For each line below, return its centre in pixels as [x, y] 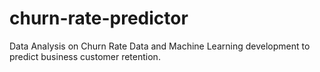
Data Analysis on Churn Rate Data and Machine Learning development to [160, 46]
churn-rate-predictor [99, 18]
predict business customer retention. [85, 56]
